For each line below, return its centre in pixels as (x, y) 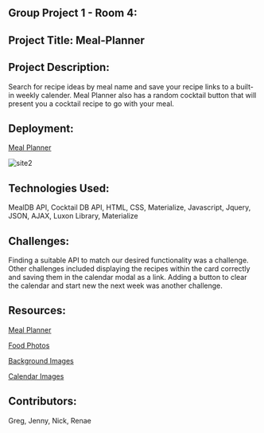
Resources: (37, 311)
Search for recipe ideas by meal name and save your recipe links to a (121, 86)
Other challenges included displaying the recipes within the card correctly (129, 269)
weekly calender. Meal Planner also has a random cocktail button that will (136, 95)
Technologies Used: (59, 188)
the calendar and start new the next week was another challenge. (115, 285)
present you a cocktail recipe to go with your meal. (91, 104)
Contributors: (43, 402)
